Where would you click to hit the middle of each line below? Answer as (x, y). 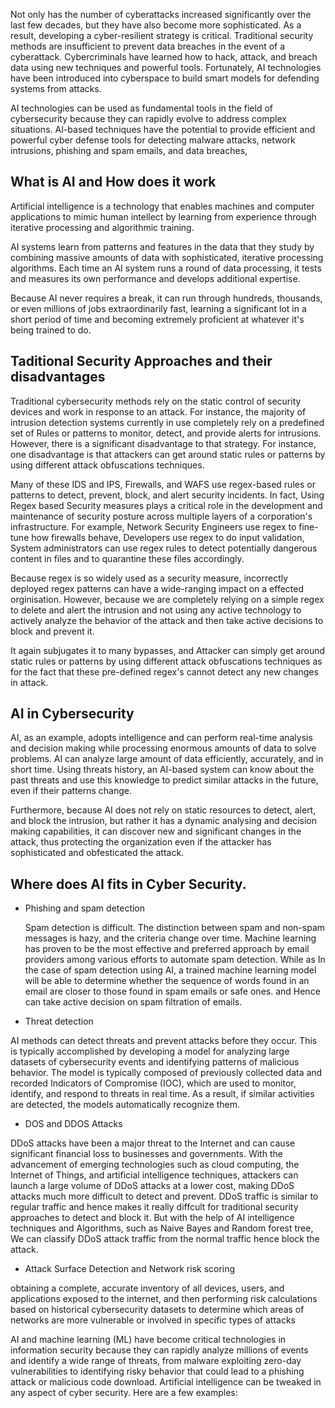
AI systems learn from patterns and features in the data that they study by (162, 246)
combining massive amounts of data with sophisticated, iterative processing (167, 257)
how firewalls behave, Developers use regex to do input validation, (168, 537)
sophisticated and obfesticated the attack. (97, 853)
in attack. (29, 682)
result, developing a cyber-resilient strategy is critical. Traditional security (162, 35)
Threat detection (59, 1021)
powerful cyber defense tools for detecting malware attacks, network (153, 140)
